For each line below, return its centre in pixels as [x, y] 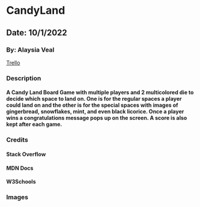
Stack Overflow [26, 154]
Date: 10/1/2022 [37, 33]
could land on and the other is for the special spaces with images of [92, 105]
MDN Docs [20, 168]
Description [24, 78]
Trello [13, 62]
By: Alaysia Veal [30, 50]
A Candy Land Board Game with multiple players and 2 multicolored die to [100, 92]
